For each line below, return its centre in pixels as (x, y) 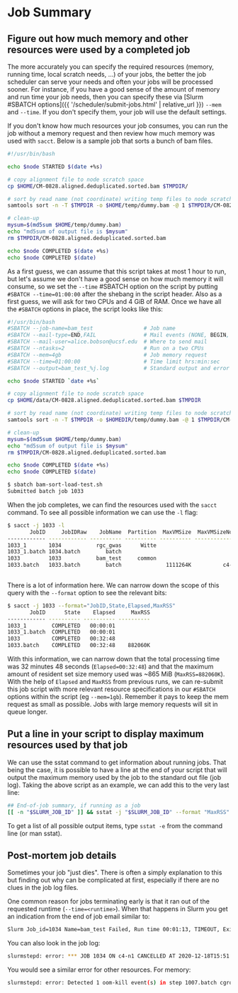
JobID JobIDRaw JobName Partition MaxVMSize (110, 532)
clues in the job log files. (43, 888)
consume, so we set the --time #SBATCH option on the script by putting (113, 286)
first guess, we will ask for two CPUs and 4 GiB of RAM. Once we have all (114, 301)
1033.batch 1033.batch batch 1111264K (100, 565)
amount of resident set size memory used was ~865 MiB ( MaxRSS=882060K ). (116, 674)
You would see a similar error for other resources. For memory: (99, 970)
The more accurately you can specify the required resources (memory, (111, 67)
